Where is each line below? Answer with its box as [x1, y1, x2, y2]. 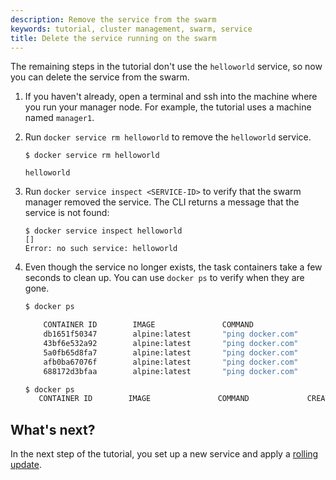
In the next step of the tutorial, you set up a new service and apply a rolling [10, 448, 319, 460]
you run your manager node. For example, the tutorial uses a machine [24, 101, 312, 113]
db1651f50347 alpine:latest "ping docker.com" [43, 329, 299, 340]
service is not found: [24, 207, 110, 219]
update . [10, 459, 42, 471]
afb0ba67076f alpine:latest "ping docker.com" [43, 357, 299, 367]
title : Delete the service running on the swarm [10, 33, 217, 43]
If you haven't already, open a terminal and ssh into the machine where [24, 91, 318, 103]
